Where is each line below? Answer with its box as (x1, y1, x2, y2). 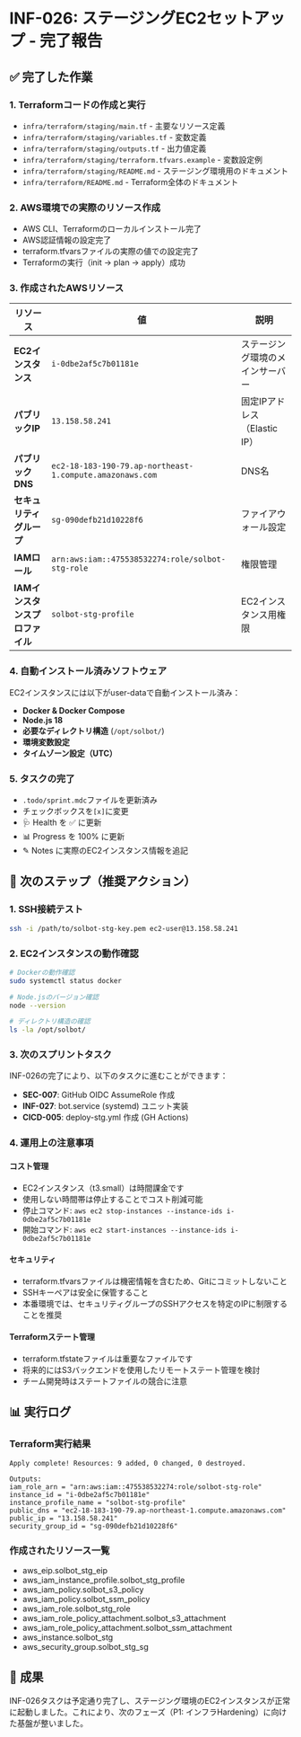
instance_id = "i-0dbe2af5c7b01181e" (9, 1490, 150, 1499)
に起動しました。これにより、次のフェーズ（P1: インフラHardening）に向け (9, 1706, 288, 1717)
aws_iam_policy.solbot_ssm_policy (21, 1593, 150, 1604)
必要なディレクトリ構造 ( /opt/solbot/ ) (21, 725, 165, 736)
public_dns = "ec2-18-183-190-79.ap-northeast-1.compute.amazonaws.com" (9, 1506, 287, 1515)
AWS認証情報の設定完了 (21, 235, 112, 245)
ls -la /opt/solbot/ (9, 1025, 87, 1034)
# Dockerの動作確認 (9, 968, 75, 977)
